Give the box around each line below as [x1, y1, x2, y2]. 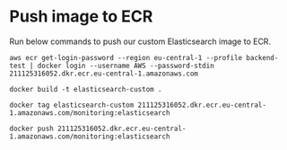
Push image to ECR [9, 6, 153, 27]
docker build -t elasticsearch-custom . [9, 84, 163, 93]
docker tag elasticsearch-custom [9, 101, 135, 110]
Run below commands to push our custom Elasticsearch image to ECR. [9, 36, 272, 47]
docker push [9, 124, 54, 133]
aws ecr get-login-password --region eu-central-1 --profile [9, 53, 243, 62]
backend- [246, 53, 279, 62]
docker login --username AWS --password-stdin [37, 61, 215, 70]
